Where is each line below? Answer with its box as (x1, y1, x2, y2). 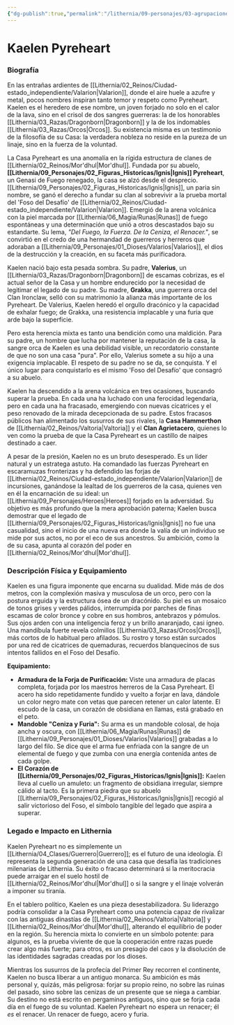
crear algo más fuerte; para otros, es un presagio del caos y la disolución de (7, 944, 226, 952)
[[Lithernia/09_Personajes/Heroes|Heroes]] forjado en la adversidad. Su (7, 496, 214, 506)
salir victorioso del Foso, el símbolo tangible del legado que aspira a (17, 801, 212, 810)
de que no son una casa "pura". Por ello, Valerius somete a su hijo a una (7, 351, 214, 360)
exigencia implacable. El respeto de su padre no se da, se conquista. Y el (7, 358, 217, 367)
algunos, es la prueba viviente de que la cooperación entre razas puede (7, 937, 214, 946)
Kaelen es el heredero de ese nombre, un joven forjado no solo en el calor (7, 103, 219, 112)
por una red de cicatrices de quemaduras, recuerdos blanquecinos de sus (7, 641, 220, 649)
